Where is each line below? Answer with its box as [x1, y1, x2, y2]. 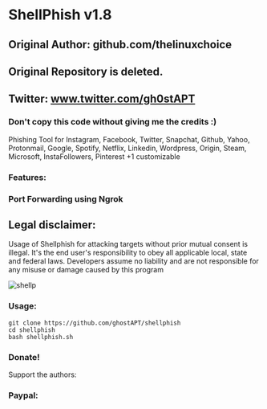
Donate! [8, 351, 40, 362]
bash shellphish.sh [8, 333, 74, 341]
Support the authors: [8, 370, 77, 379]
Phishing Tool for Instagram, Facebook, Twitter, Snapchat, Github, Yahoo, [8, 134, 250, 144]
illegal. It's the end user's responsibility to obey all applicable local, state [8, 247, 248, 258]
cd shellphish [8, 325, 56, 334]
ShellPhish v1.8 [8, 6, 112, 24]
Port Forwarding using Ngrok [8, 193, 123, 204]
